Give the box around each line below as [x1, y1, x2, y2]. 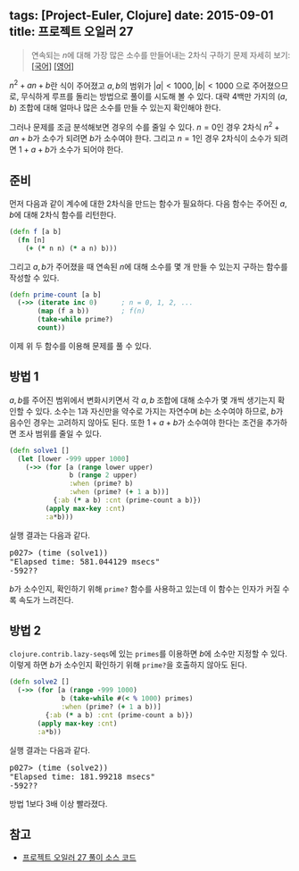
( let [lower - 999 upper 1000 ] [17, 454, 129, 464]
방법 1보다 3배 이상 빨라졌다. [9, 798, 108, 808]
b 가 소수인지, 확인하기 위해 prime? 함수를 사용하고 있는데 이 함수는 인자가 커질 [9, 583, 281, 594]
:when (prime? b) [69, 479, 134, 489]
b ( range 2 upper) [69, 471, 138, 480]
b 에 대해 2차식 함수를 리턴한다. [9, 209, 117, 220]
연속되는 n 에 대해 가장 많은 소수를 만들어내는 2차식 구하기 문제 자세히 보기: [30, 49, 291, 60]
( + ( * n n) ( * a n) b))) [25, 244, 118, 253]
